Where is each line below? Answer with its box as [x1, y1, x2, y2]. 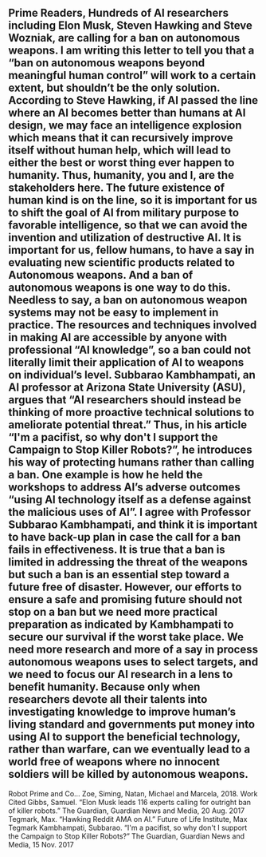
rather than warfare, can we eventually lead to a [8, 743, 251, 756]
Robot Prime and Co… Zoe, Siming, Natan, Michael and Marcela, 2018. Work [8, 788, 258, 798]
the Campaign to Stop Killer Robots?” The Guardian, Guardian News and [8, 831, 245, 841]
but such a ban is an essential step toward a [8, 568, 230, 581]
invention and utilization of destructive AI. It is [8, 231, 242, 244]
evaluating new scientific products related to [8, 256, 235, 270]
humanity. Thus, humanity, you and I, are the [8, 169, 235, 182]
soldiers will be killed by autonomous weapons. [8, 768, 248, 781]
